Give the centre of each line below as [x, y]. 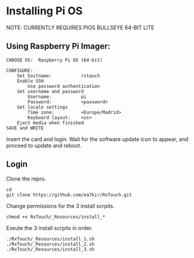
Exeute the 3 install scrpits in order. [50, 228]
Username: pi [57, 97]
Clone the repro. [26, 179]
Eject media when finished [50, 123]
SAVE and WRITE [25, 128]
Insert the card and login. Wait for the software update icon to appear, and [97, 139]
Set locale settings [42, 107]
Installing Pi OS [44, 11]
